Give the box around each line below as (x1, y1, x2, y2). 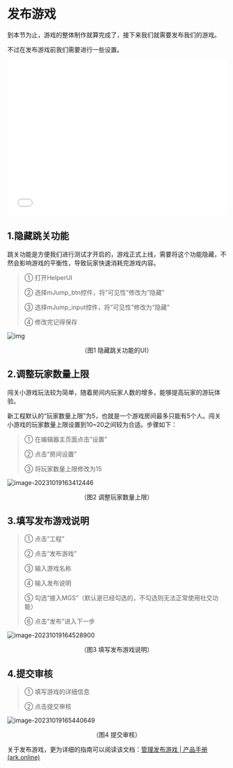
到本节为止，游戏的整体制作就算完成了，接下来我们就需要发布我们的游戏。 (7, 31, 220, 39)
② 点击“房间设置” (24, 450, 77, 458)
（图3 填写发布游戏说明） (80, 646, 154, 654)
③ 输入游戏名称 (24, 564, 72, 573)
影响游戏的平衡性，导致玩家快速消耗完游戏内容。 (19, 259, 160, 267)
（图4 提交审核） (93, 730, 141, 739)
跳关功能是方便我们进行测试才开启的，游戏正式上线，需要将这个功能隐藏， (7, 250, 220, 258)
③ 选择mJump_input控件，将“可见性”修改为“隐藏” (24, 303, 170, 311)
